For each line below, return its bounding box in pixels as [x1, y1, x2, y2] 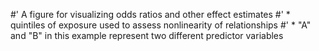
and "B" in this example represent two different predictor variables [10, 30, 284, 41]
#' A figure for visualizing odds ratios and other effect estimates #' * [10, 9, 291, 20]
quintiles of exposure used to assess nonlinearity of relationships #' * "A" [10, 19, 312, 31]
